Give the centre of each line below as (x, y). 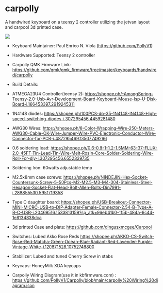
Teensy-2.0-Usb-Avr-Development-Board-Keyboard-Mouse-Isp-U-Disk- (85, 99)
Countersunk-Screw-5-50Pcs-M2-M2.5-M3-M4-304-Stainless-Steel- (82, 182)
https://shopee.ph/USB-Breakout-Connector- (106, 202)
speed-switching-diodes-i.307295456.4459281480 (64, 119)
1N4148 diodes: (27, 113)
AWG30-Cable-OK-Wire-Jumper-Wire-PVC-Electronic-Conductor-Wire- (84, 133)
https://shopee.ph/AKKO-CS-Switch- (117, 236)
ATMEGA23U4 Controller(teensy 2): (48, 93)
